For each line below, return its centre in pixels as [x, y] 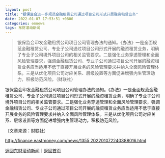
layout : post [18, 10]
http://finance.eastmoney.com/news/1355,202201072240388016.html [76, 141]
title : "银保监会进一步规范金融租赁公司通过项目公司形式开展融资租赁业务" [72, 14]
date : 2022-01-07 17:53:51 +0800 [39, 19]
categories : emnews [25, 23]
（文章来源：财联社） [27, 131]
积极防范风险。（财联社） [51, 79]
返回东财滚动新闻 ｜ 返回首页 [33, 151]
